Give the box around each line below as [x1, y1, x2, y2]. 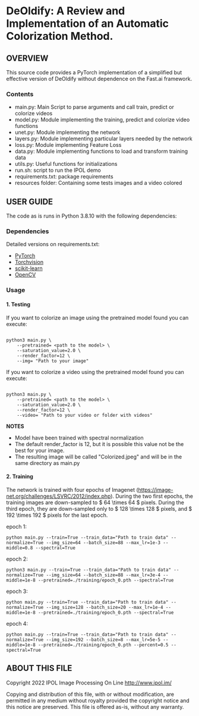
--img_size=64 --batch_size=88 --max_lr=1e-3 [46, 539, 161, 545]
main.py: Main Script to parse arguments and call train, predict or [14, 103, 174, 111]
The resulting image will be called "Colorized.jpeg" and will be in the [14, 453, 182, 460]
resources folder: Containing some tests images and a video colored [14, 180, 182, 187]
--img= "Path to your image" [17, 358, 89, 364]
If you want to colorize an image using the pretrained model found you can [6, 314, 189, 321]
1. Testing [6, 300, 31, 307]
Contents [6, 90, 34, 98]
